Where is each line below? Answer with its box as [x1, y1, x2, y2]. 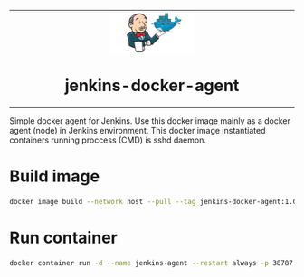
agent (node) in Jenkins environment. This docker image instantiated [9, 125, 266, 136]
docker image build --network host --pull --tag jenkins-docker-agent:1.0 [9, 198, 298, 207]
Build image [9, 166, 100, 187]
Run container [9, 227, 118, 248]
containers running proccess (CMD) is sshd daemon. [9, 134, 206, 145]
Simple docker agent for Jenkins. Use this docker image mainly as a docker [9, 115, 291, 126]
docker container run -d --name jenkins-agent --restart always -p [9, 258, 270, 267]
